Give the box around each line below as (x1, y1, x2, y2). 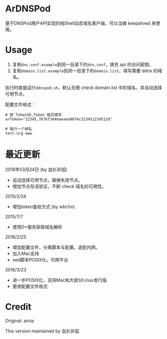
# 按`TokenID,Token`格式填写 (5, 112, 62, 117)
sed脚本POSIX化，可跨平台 (12, 256, 68, 262)
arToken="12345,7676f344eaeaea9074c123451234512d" (5, 116, 113, 121)
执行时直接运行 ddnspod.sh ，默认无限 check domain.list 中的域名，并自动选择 (5, 84, 163, 90)
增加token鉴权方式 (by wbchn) (12, 203, 75, 209)
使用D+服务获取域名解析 (12, 223, 63, 230)
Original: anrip (5, 317, 34, 323)
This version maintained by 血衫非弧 (5, 328, 80, 334)
